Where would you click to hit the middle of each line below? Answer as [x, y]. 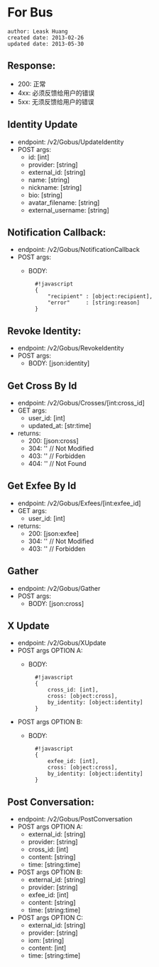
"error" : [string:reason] [94, 303]
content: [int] [47, 948]
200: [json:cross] [54, 441]
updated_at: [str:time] [60, 426]
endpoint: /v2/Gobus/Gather [59, 588]
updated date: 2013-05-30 [45, 44]
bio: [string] [45, 195]
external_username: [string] [69, 210]
